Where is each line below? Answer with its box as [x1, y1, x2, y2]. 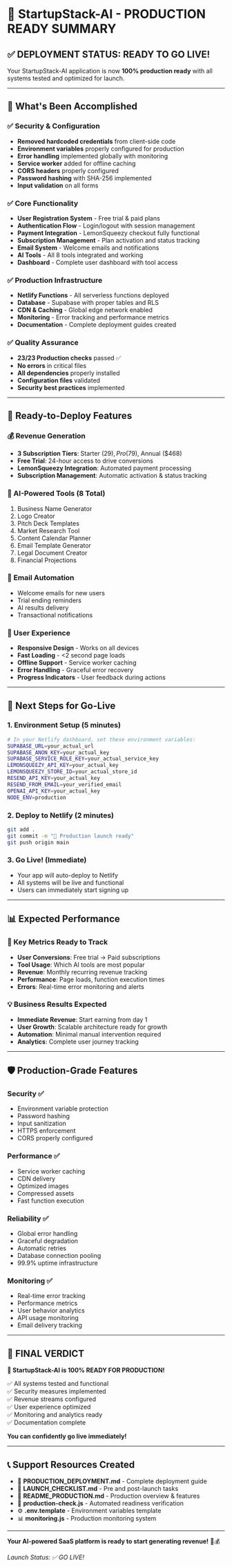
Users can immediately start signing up [17, 885, 129, 894]
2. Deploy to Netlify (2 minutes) [7, 810, 114, 820]
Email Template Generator [17, 541, 92, 549]
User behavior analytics [17, 1306, 85, 1315]
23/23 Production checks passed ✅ [17, 353, 122, 362]
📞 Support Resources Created [7, 1458, 135, 1470]
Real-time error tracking [17, 1292, 86, 1300]
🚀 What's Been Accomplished [7, 100, 138, 113]
